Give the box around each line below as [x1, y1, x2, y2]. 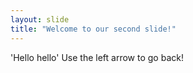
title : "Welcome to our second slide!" [10, 24, 177, 34]
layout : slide [10, 14, 70, 25]
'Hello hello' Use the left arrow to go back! [10, 51, 184, 63]
